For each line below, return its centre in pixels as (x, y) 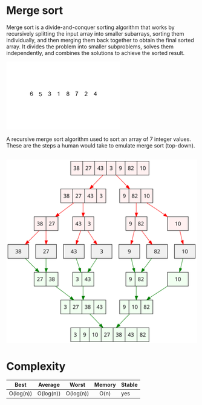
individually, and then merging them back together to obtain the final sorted (100, 40)
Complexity (36, 366)
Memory (105, 385)
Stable (129, 385)
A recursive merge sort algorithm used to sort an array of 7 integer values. (99, 139)
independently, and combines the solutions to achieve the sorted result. (96, 53)
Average (49, 385)
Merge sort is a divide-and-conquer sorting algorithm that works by (90, 27)
